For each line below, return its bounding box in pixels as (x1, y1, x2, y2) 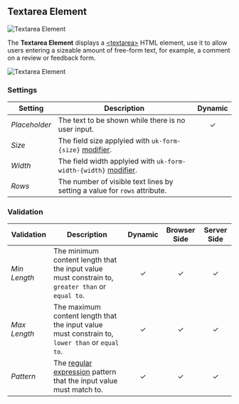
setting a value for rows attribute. (58, 186, 167, 196)
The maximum (53, 302, 101, 312)
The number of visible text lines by (58, 177, 174, 187)
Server (203, 225, 228, 235)
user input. (58, 124, 94, 134)
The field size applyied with (58, 136, 150, 146)
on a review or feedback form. (7, 53, 96, 62)
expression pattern (53, 367, 117, 377)
